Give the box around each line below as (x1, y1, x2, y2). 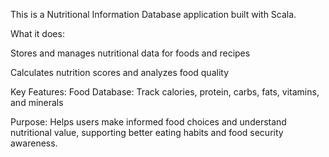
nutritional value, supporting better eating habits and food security (10, 127, 284, 138)
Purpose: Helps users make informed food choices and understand (10, 116, 287, 128)
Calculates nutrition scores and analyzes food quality (10, 67, 230, 78)
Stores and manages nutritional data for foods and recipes (10, 47, 251, 59)
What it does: (10, 28, 65, 39)
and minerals (10, 97, 64, 108)
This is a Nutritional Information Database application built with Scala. (10, 9, 297, 20)
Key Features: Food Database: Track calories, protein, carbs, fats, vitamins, (10, 86, 320, 98)
